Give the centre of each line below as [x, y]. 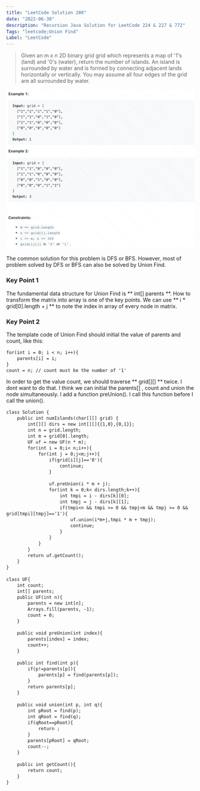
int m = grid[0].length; [59, 436]
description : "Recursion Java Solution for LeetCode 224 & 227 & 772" [96, 25]
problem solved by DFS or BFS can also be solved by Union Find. [86, 265]
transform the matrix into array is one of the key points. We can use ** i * [96, 300]
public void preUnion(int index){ [60, 633]
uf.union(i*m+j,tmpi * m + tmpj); [113, 519]
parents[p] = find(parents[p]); [78, 675]
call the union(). [25, 401]
